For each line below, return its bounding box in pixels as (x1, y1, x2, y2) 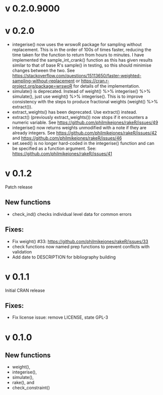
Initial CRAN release (5, 287, 45, 293)
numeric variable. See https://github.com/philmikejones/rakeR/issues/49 (12, 119, 159, 125)
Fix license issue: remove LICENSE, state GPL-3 (12, 314, 108, 321)
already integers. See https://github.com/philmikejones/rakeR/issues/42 (12, 130, 157, 136)
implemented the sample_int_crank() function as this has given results (12, 57, 153, 63)
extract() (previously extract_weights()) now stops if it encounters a (12, 115, 148, 120)
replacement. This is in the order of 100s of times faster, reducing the (12, 47, 151, 53)
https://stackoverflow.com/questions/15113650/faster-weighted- (12, 73, 142, 79)
